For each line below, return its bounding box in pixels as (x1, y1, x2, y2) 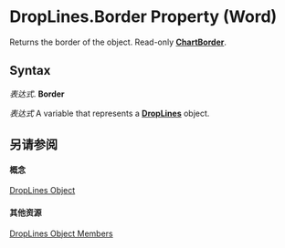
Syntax (9, 63, 51, 78)
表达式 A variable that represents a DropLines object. (9, 108, 210, 119)
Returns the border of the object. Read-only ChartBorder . (9, 36, 227, 47)
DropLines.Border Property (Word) (9, 6, 278, 27)
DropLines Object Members (9, 228, 113, 239)
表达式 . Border (9, 88, 66, 99)
